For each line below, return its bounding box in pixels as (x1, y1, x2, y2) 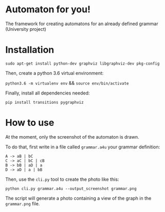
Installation (5, 44, 54, 56)
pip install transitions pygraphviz (5, 100, 84, 105)
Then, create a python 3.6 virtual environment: (5, 70, 104, 76)
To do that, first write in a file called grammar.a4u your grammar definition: (5, 144, 160, 150)
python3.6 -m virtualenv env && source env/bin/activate (5, 80, 129, 86)
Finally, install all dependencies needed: (5, 90, 90, 96)
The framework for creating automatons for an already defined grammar (5, 21, 158, 27)
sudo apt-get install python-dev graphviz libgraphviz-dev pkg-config (5, 61, 160, 66)
